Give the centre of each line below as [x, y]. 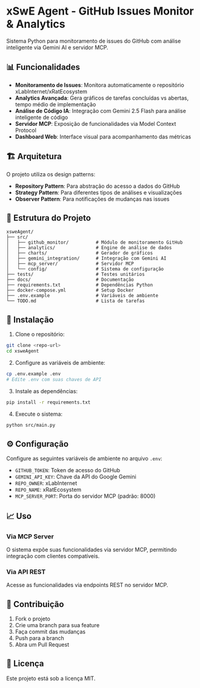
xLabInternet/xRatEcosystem [51, 91]
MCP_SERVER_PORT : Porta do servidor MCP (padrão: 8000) [85, 496]
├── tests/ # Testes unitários [76, 275]
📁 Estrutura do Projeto [48, 218]
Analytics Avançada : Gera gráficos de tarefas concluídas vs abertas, [102, 98]
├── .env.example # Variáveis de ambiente [82, 296]
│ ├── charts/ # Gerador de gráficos [80, 253]
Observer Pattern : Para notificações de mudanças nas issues [92, 199]
